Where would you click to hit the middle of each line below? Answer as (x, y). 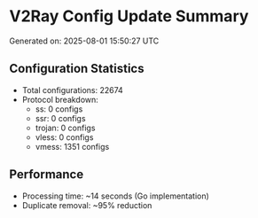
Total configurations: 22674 (73, 90)
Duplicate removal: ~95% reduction (87, 205)
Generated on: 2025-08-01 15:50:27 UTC (84, 41)
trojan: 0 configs (65, 128)
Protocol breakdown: (60, 99)
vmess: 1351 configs (72, 146)
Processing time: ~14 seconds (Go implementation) (116, 196)
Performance (47, 175)
